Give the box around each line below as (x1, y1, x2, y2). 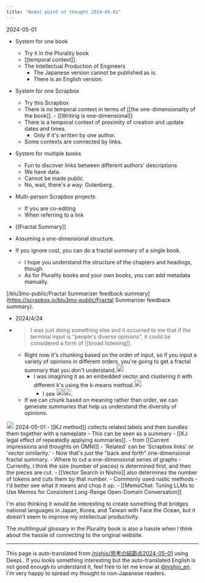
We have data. (24, 168, 61, 175)
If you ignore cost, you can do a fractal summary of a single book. (15, 247, 181, 254)
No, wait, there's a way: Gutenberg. (24, 181, 114, 188)
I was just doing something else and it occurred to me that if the (30, 326, 191, 333)
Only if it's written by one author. (33, 131, 116, 139)
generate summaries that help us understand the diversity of (24, 403, 177, 410)
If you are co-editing (24, 205, 76, 212)
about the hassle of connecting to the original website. (6, 531, 143, 538)
